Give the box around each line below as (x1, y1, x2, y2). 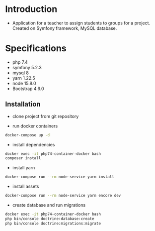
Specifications (5, 43, 67, 54)
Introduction (5, 3, 58, 15)
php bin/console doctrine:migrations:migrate (5, 221, 101, 226)
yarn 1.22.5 (12, 75, 36, 81)
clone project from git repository (12, 113, 79, 119)
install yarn (12, 165, 35, 171)
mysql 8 (12, 70, 29, 76)
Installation (5, 100, 41, 109)
